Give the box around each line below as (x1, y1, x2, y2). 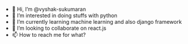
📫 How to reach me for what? (11, 32, 87, 38)
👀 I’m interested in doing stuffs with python (11, 12, 118, 19)
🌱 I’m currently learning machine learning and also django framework (11, 18, 182, 25)
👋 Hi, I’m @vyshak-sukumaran (11, 6, 87, 12)
